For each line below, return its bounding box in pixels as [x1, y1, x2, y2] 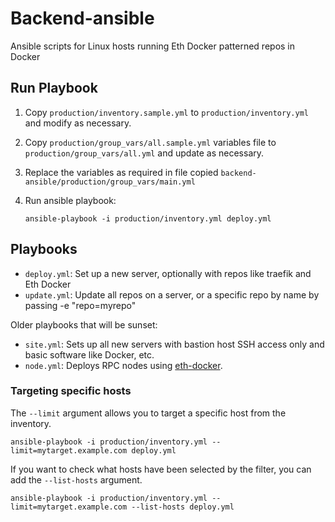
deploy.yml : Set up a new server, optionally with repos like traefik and [24, 267, 312, 279]
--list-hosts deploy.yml [131, 502, 235, 512]
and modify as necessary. [24, 117, 132, 129]
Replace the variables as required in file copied [24, 166, 219, 178]
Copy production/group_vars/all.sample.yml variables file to [24, 136, 277, 148]
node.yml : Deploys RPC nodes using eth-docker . [24, 359, 223, 371]
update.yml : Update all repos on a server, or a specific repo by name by [24, 288, 320, 301]
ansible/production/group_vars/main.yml [24, 177, 196, 187]
